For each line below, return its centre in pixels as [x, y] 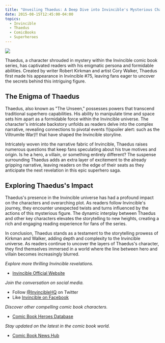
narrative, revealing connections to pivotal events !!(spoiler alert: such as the [82, 129]
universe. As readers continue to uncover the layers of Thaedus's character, [82, 243]
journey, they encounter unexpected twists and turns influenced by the [77, 208]
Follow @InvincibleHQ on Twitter [45, 292]
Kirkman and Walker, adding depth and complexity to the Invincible [73, 238]
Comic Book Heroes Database [43, 316]
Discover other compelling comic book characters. [56, 307]
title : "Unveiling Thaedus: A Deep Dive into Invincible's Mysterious [79, 10]
